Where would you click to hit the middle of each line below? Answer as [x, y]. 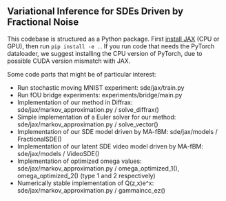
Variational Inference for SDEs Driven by [95, 11]
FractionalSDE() [39, 139]
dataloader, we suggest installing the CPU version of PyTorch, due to [105, 53]
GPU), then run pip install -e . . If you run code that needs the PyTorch [111, 46]
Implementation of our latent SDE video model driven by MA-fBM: [110, 146]
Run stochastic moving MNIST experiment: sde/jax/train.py [101, 87]
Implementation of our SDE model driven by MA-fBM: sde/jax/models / [117, 131]
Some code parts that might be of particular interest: [82, 74]
